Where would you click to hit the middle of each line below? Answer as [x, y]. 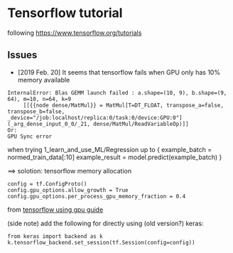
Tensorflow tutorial [65, 13]
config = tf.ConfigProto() [47, 184]
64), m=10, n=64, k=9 [39, 99]
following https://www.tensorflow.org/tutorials [75, 33]
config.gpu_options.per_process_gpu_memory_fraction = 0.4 [97, 196]
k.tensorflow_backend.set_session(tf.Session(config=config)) [101, 242]
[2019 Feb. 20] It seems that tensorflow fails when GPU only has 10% [119, 72]
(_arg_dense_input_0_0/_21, [49, 124]
